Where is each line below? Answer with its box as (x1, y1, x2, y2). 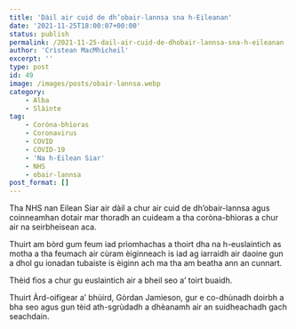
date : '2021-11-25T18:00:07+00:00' (9, 21, 141, 30)
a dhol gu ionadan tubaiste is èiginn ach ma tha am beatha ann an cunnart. (9, 258, 283, 269)
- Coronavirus (25, 129, 77, 138)
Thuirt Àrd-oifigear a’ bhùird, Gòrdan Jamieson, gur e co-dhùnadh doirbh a (9, 293, 284, 303)
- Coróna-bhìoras (25, 121, 90, 130)
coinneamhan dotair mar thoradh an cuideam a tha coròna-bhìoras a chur (9, 213, 278, 223)
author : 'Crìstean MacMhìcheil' (9, 46, 129, 55)
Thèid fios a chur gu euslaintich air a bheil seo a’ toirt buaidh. (9, 275, 233, 285)
